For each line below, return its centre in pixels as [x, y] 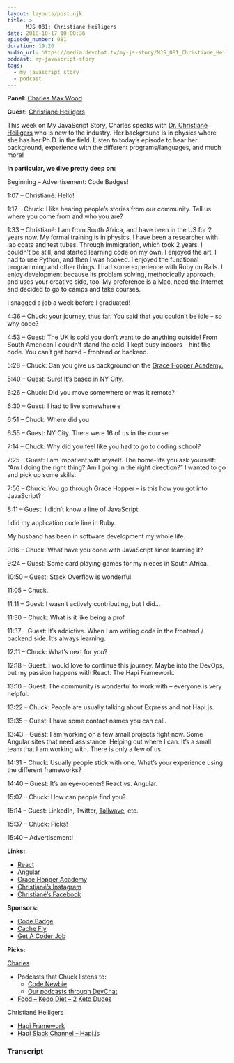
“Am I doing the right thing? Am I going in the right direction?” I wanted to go [117, 467]
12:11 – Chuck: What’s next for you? [57, 652]
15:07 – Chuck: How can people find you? [67, 797]
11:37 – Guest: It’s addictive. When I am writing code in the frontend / [106, 631]
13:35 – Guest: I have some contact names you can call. [87, 721]
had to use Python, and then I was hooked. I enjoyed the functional [103, 259]
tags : [15, 66]
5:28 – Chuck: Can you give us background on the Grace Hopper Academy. [115, 365]
